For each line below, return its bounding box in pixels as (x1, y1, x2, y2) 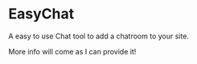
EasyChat (8, 5, 75, 23)
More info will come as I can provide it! (8, 46, 137, 56)
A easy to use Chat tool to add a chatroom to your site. (8, 31, 189, 41)
